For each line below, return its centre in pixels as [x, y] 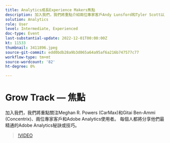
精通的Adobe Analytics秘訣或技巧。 [42, 125]
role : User [17, 24]
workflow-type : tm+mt [28, 57]
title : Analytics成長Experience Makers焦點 [50, 10]
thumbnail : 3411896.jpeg [31, 48]
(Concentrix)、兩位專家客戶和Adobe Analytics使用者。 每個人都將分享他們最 [85, 119]
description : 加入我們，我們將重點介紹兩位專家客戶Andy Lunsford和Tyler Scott [83, 15]
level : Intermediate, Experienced [42, 29]
